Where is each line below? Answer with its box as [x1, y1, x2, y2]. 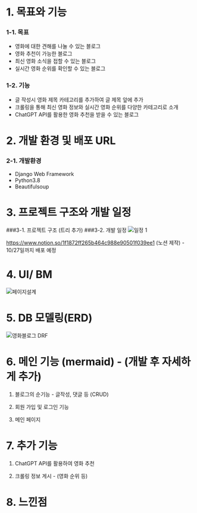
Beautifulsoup [14, 183, 49, 190]
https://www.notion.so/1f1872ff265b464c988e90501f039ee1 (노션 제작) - [6, 239, 185, 247]
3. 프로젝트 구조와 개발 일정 [6, 206, 132, 219]
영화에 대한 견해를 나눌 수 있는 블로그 [14, 43, 101, 50]
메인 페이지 [14, 416, 41, 423]
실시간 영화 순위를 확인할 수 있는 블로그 [14, 65, 106, 72]
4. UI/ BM [6, 268, 52, 281]
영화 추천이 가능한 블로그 [14, 50, 73, 57]
